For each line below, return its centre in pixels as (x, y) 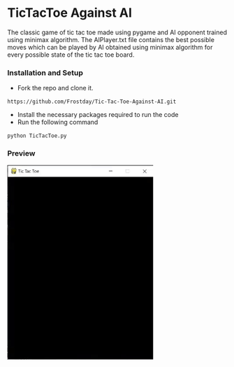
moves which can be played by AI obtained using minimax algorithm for (110, 47)
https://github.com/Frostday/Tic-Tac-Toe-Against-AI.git (92, 102)
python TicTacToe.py (37, 136)
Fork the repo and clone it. (55, 88)
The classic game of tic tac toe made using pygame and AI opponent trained (117, 32)
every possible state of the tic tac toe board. (71, 55)
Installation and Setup (45, 73)
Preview (21, 153)
